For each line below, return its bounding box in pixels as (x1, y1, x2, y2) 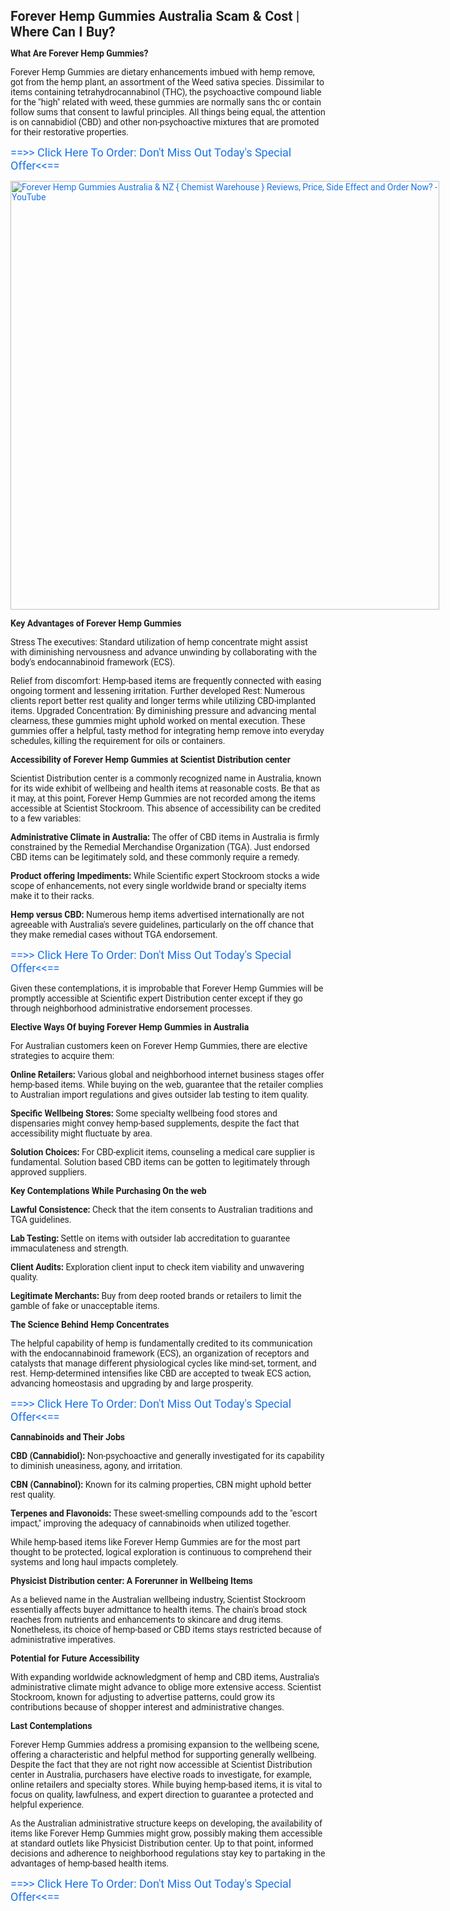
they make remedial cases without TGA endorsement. (10, 929, 218, 941)
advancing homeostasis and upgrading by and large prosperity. (10, 1378, 254, 1389)
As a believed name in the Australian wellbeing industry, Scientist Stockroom (10, 1594, 306, 1606)
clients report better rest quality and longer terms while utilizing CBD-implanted (10, 695, 316, 707)
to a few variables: (10, 813, 82, 824)
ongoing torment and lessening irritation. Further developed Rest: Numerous (10, 685, 306, 697)
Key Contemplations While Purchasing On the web (10, 1185, 207, 1197)
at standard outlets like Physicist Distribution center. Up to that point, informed (10, 1838, 314, 1849)
